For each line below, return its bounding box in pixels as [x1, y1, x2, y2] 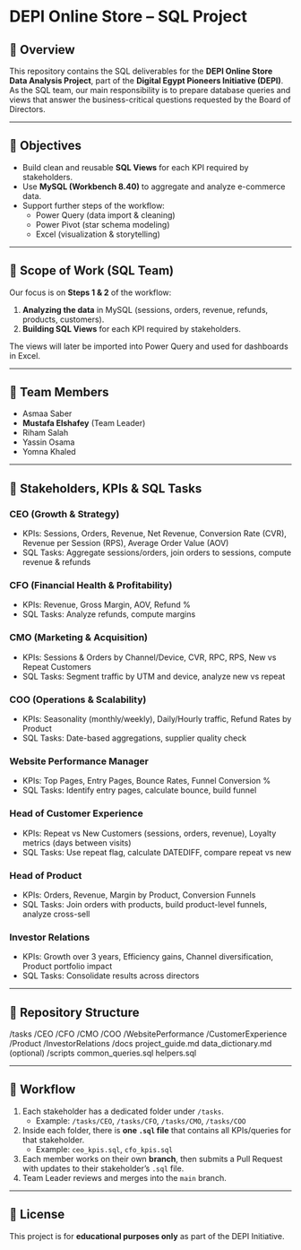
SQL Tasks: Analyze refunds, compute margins [21, 609, 196, 620]
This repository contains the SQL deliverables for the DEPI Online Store [9, 65, 273, 76]
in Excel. [9, 350, 40, 360]
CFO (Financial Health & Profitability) [9, 579, 173, 592]
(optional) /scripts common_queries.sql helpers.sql [9, 1047, 197, 1059]
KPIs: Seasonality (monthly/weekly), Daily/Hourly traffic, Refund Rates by [21, 714, 292, 725]
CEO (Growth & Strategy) [9, 508, 120, 520]
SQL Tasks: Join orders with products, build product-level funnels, [21, 898, 267, 909]
